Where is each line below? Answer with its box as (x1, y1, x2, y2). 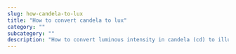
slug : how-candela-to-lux (7, 10, 83, 18)
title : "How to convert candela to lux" (7, 17, 128, 24)
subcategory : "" (7, 29, 55, 37)
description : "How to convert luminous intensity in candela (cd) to (7, 36, 216, 43)
